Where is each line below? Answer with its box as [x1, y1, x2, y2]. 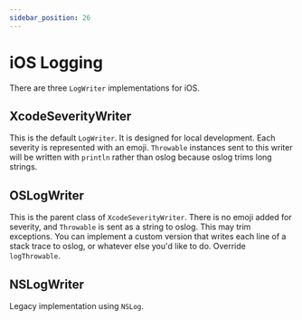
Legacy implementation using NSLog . [9, 301, 145, 311]
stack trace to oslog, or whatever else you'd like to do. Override [9, 241, 246, 252]
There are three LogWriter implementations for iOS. [9, 82, 201, 93]
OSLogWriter [9, 188, 84, 203]
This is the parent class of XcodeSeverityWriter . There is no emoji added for [9, 212, 292, 223]
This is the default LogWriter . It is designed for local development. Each [9, 132, 276, 143]
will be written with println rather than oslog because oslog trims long [9, 151, 273, 163]
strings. [9, 161, 38, 172]
